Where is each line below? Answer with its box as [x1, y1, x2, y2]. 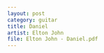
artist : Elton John [7, 29, 64, 36]
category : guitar [7, 17, 58, 23]
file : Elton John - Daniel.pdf [7, 36, 98, 43]
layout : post [7, 10, 45, 17]
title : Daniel [7, 23, 49, 30]
